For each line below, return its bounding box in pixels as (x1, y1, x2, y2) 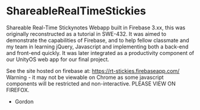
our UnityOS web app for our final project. (6, 56, 109, 63)
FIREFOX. (6, 86, 30, 93)
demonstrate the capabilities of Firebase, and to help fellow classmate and (6, 36, 189, 44)
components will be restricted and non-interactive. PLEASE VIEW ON (6, 80, 176, 87)
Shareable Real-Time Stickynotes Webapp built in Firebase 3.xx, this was (6, 24, 186, 31)
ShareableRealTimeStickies (6, 4, 146, 18)
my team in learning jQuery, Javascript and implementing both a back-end (6, 43, 189, 50)
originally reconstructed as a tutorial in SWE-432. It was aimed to (6, 30, 167, 37)
